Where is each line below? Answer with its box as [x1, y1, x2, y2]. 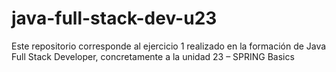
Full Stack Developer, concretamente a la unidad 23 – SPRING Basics [11, 50, 295, 62]
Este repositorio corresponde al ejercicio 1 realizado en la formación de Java [11, 40, 327, 52]
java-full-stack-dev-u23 [11, 7, 218, 30]
